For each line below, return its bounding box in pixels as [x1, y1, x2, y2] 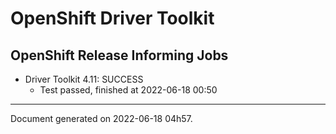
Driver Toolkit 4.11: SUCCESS [24, 73, 144, 85]
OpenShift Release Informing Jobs [10, 47, 229, 64]
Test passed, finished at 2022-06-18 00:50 [39, 84, 218, 96]
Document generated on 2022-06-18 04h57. [10, 113, 193, 124]
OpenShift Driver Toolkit [10, 7, 215, 30]
